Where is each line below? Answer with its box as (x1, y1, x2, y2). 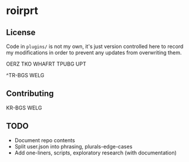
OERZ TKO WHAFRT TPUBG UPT (6, 60, 86, 67)
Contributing (6, 89, 54, 99)
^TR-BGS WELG (6, 72, 45, 78)
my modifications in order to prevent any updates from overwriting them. (6, 49, 182, 56)
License (6, 27, 36, 37)
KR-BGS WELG (6, 104, 42, 111)
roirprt (6, 4, 38, 18)
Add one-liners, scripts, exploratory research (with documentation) (14, 149, 177, 156)
